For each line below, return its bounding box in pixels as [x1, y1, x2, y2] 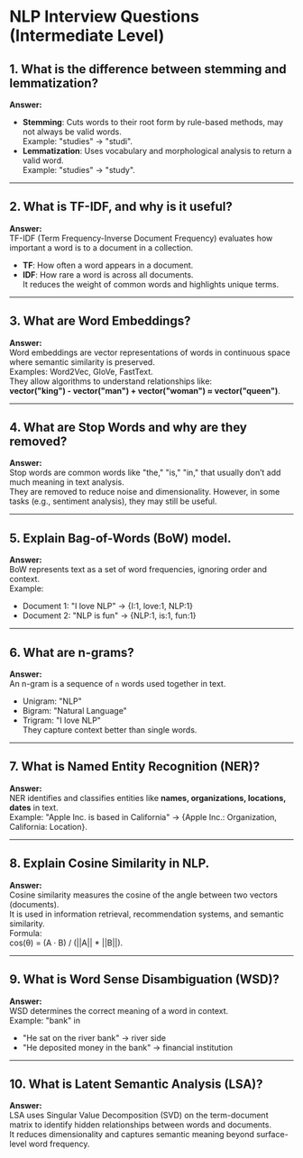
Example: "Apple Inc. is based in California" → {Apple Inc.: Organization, [9, 811, 278, 822]
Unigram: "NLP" [22, 696, 83, 707]
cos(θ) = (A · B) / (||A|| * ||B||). [9, 937, 124, 948]
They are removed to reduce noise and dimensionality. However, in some [9, 487, 280, 497]
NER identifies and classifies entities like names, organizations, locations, [9, 792, 287, 803]
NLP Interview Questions [9, 6, 200, 27]
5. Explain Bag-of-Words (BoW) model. [9, 530, 232, 546]
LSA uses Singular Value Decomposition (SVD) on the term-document [9, 1110, 269, 1121]
